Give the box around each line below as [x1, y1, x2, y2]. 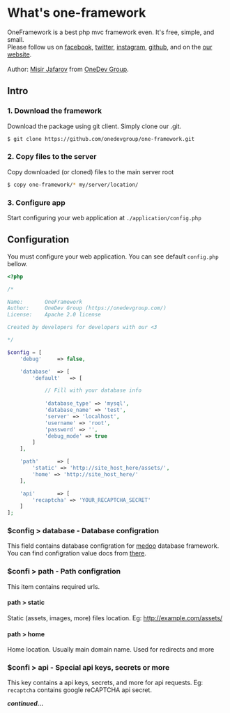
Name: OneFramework [7, 298, 82, 305]
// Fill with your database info [44, 387, 141, 394]
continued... [7, 699, 44, 708]
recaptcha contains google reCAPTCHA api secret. [7, 686, 152, 694]
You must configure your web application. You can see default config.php [7, 252, 219, 261]
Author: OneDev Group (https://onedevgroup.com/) [7, 305, 167, 312]
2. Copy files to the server [7, 152, 97, 162]
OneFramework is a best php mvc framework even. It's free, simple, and [7, 28, 215, 36]
